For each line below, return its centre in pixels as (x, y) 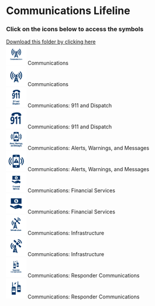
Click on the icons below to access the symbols (75, 29)
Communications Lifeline (68, 11)
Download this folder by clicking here (51, 42)
